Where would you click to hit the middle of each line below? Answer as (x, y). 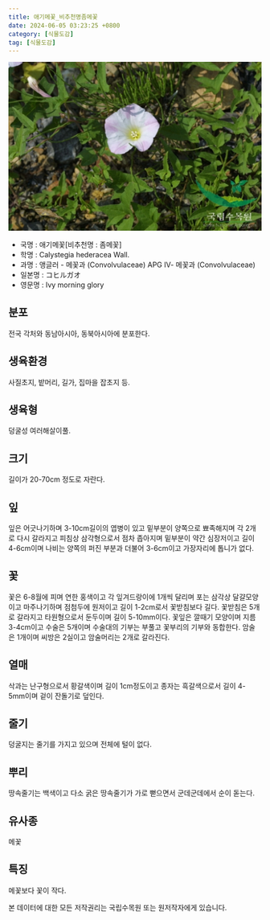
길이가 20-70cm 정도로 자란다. (57, 479)
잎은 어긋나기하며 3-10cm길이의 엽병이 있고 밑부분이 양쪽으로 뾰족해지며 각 (126, 528)
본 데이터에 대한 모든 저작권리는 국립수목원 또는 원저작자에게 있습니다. (118, 907)
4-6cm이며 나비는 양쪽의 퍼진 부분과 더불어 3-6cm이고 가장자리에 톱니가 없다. (131, 548)
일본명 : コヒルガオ (50, 274)
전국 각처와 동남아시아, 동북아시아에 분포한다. (79, 333)
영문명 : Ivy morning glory (62, 285)
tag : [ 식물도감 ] (32, 43)
